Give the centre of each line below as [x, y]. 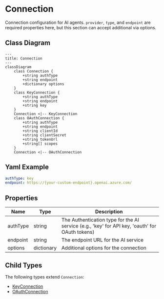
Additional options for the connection [104, 248]
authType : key [20, 178]
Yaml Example [27, 167]
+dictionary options [43, 84]
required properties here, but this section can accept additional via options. [81, 27]
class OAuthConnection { [39, 118]
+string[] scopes [40, 144]
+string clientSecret [45, 135]
